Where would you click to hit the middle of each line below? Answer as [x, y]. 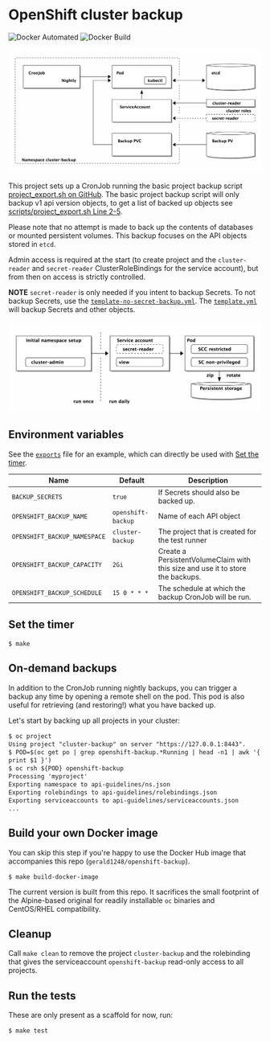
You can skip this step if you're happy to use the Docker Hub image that [127, 852]
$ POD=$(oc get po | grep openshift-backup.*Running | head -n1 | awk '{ [135, 752]
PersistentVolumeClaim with [205, 560]
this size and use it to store [202, 568]
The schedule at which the [202, 588]
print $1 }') [30, 760]
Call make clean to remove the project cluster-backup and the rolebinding [129, 954]
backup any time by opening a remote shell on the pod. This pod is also [127, 696]
